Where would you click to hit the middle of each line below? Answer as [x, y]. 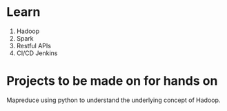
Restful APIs [33, 46]
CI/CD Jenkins [37, 53]
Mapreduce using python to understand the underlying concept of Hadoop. [113, 100]
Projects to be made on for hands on [112, 81]
